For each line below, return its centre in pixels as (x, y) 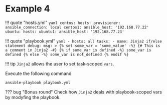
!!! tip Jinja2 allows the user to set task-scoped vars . (60, 63)
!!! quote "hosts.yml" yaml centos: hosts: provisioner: (63, 22)
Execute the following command (38, 73)
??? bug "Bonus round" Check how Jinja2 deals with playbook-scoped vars (83, 92)
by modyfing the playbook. (33, 97)
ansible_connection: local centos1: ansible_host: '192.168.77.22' (77, 27)
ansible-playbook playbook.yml (38, 82)
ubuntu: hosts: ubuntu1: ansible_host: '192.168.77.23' (65, 31)
